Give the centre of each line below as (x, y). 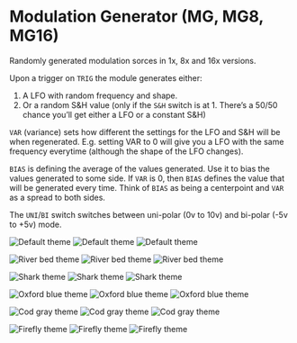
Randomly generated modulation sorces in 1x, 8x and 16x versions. (133, 60)
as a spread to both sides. (58, 197)
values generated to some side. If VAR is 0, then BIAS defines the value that (147, 178)
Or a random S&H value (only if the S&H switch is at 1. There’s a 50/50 (150, 104)
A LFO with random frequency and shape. (100, 95)
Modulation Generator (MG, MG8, (136, 17)
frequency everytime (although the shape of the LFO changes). (126, 151)
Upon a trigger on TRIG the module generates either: (106, 77)
